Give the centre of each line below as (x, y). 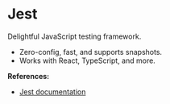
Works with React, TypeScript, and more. (87, 60)
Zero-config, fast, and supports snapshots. (91, 52)
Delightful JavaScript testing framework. (75, 36)
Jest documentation (52, 92)
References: (29, 76)
